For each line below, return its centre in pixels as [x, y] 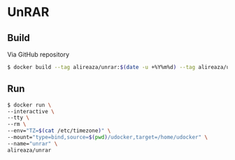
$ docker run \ [29, 105]
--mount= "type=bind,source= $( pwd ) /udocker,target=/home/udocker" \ [108, 137]
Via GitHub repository [38, 54]
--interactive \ [31, 111]
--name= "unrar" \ [33, 143]
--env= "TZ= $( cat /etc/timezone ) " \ [59, 131]
